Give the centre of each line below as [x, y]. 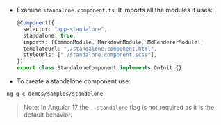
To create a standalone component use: [74, 81]
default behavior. [48, 115]
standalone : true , [50, 35]
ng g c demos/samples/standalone [55, 94]
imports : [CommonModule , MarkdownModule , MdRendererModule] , [114, 42]
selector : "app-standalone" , [65, 29]
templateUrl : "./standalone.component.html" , [90, 49]
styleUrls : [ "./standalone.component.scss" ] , [90, 55]
